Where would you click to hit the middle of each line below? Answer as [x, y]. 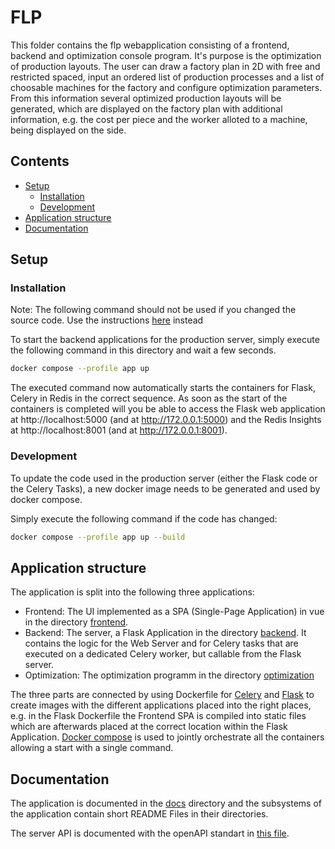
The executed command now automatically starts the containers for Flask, [163, 388]
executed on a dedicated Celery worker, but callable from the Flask [163, 654]
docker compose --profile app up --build [98, 537]
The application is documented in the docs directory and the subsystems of [166, 803]
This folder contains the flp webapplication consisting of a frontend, [150, 45]
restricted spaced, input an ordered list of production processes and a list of [167, 77]
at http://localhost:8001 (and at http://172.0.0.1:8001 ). [119, 430]
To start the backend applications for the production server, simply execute [165, 340]
